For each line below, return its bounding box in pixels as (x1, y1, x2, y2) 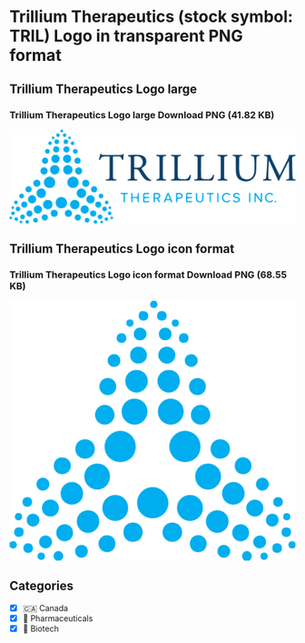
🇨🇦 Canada (22, 602, 69, 613)
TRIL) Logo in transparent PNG (9, 25, 243, 46)
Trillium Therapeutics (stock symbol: (9, 6, 293, 27)
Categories (9, 578, 74, 594)
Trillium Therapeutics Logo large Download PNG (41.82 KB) (9, 108, 275, 121)
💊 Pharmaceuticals (22, 612, 93, 624)
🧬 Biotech (22, 623, 59, 634)
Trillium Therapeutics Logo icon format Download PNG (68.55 (9, 268, 288, 281)
